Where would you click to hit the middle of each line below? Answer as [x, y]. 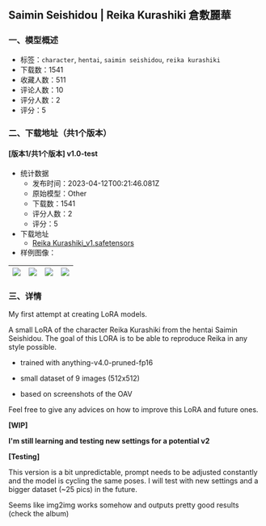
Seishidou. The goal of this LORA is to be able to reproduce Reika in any [128, 339]
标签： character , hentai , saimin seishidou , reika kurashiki [120, 59]
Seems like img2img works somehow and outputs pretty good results [124, 505]
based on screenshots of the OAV [76, 394]
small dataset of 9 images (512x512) [80, 378]
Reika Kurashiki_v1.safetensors [83, 242]
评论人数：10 [42, 90]
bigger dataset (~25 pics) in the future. [73, 490]
